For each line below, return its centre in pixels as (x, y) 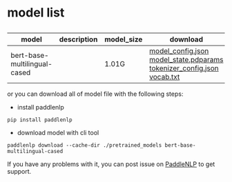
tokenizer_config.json (184, 68)
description (78, 39)
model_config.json (179, 51)
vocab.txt (165, 77)
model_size (124, 39)
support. (19, 171)
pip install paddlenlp (40, 120)
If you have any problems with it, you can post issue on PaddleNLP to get (111, 164)
